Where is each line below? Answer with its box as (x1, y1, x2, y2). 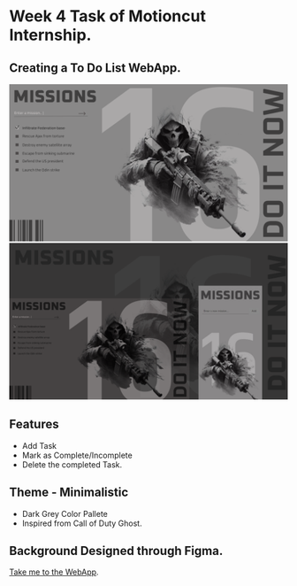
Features (9, 417, 59, 432)
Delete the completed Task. (21, 459, 122, 470)
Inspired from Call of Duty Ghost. (21, 518, 143, 528)
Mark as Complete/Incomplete (21, 450, 133, 460)
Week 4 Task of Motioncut (9, 6, 206, 27)
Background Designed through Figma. (9, 544, 224, 559)
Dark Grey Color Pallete (21, 508, 109, 519)
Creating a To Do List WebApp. (9, 60, 181, 75)
